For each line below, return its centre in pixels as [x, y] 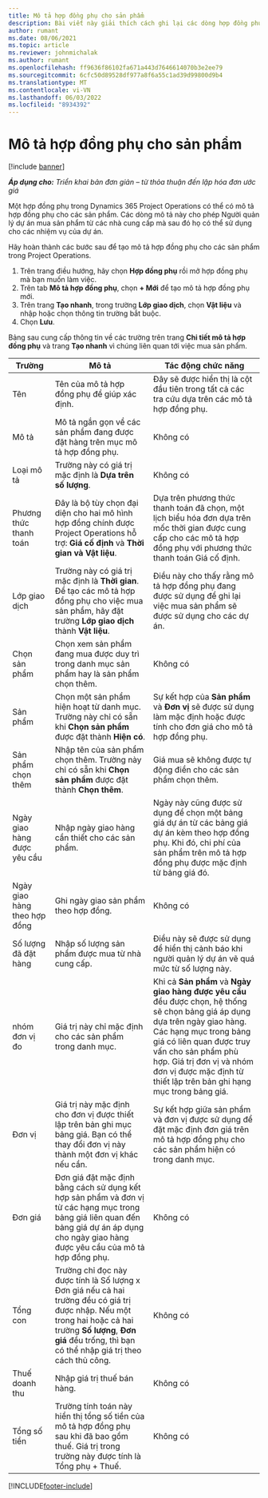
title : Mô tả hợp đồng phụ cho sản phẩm [77, 16]
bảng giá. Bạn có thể [93, 1134]
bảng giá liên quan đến [98, 1217]
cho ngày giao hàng [92, 1237]
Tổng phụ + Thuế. [88, 1466]
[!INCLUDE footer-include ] [51, 1486]
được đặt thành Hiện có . [100, 737]
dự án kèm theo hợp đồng [201, 833]
